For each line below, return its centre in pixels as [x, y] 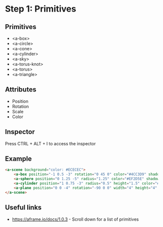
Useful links [24, 207]
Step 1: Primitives [41, 9]
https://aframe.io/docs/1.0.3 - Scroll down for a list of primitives [75, 219]
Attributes [21, 90]
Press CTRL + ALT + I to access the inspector [50, 143]
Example [18, 159]
